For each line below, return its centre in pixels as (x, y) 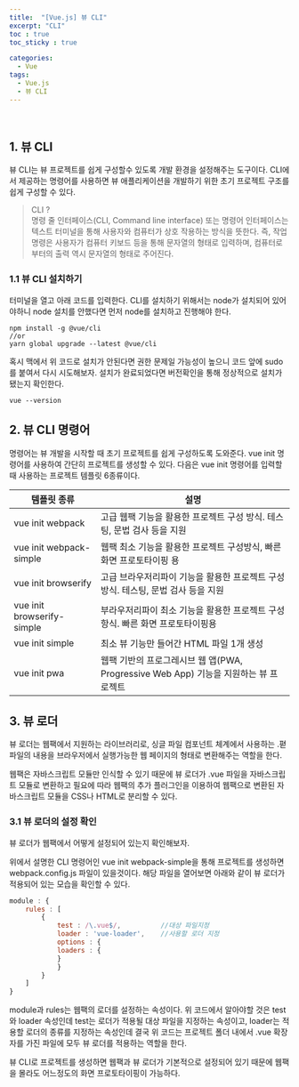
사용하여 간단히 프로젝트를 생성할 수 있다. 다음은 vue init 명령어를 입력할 (158, 464)
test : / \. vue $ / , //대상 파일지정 (133, 926)
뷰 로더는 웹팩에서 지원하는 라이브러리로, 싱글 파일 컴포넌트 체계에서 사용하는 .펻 (148, 745)
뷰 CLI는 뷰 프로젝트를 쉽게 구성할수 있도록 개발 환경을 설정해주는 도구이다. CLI (146, 170)
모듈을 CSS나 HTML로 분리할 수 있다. (113, 796)
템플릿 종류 (53, 499)
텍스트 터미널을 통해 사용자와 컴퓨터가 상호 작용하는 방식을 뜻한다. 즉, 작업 (159, 231)
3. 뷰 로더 (34, 721)
